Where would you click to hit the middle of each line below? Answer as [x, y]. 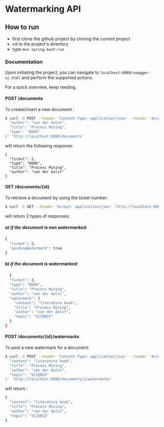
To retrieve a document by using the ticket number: [57, 198]
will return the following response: [39, 146]
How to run [22, 27]
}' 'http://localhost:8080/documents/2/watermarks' [59, 379]
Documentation [24, 62]
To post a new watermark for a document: [47, 348]
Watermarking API [43, 9]
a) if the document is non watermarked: [46, 227]
